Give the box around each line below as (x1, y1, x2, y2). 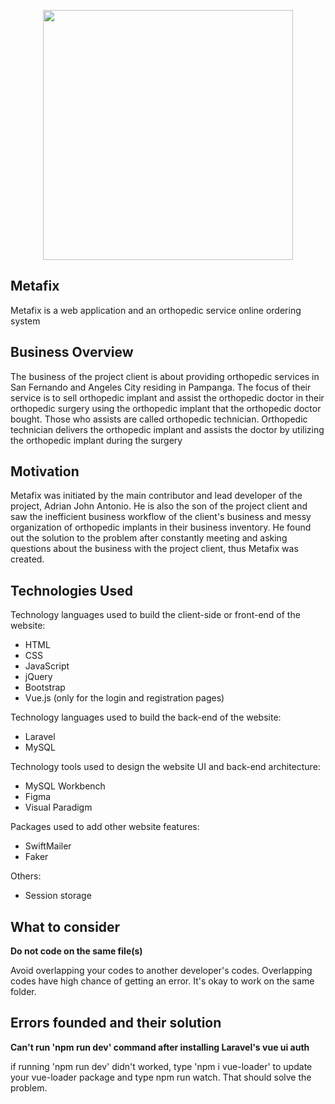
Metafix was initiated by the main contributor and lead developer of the (10, 490, 303, 502)
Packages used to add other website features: (10, 821, 200, 833)
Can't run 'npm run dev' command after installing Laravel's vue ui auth (10, 1041, 310, 1053)
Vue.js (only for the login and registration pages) (24, 692, 225, 704)
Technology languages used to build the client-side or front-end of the (10, 609, 301, 621)
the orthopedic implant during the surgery (10, 434, 183, 446)
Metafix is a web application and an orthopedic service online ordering (10, 304, 302, 316)
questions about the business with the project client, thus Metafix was (10, 543, 299, 555)
